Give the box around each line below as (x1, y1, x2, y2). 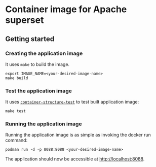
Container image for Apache (5, 4, 127, 15)
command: (5, 137, 28, 143)
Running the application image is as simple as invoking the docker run (5, 132, 151, 138)
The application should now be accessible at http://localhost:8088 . (5, 156, 145, 162)
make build (5, 75, 28, 81)
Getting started (5, 35, 55, 43)
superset (5, 14, 44, 26)
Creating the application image (5, 50, 83, 57)
